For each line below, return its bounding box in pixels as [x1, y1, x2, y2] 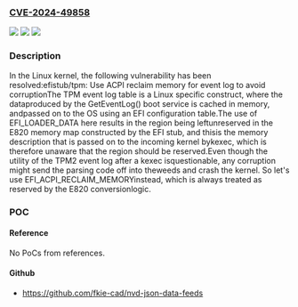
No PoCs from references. [9, 247, 105, 258]
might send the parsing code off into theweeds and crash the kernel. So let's [9, 165, 290, 175]
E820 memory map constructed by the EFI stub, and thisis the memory [9, 126, 269, 137]
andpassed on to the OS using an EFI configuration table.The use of [9, 108, 258, 118]
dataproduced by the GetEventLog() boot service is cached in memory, [9, 98, 270, 109]
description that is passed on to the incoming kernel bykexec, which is [9, 136, 267, 147]
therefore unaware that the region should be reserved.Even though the [9, 145, 269, 157]
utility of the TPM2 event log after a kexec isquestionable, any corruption [9, 155, 276, 166]
